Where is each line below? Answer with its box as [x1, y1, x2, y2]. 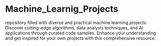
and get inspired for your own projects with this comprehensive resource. [5, 35, 156, 41]
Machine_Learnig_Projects [5, 3, 119, 15]
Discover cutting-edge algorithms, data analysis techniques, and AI [5, 24, 144, 30]
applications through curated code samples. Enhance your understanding [5, 30, 156, 36]
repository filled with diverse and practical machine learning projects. [5, 20, 148, 25]
